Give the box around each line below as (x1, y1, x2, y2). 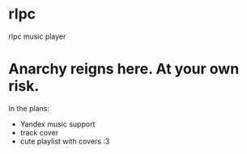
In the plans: (8, 103, 50, 113)
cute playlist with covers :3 (19, 136, 110, 146)
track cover (19, 127, 59, 137)
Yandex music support (19, 119, 96, 129)
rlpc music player (8, 31, 66, 41)
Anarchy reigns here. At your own (8, 60, 240, 78)
